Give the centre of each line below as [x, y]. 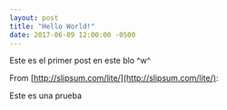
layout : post [34, 18]
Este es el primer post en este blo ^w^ [80, 61]
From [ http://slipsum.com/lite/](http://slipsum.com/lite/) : [114, 78]
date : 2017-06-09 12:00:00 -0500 [73, 35]
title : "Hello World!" [52, 26]
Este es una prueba [46, 95]
